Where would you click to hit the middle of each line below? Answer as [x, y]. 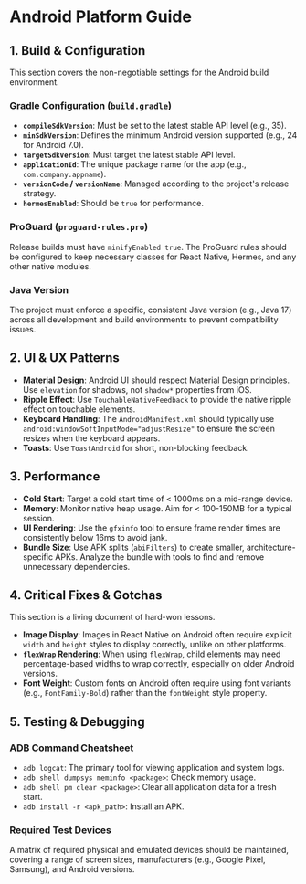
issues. [23, 329]
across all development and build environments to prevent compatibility [144, 319]
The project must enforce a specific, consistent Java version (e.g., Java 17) [151, 310]
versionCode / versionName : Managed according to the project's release [156, 184]
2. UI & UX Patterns [65, 358]
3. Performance [55, 477]
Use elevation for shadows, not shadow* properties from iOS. [137, 389]
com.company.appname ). [64, 174]
